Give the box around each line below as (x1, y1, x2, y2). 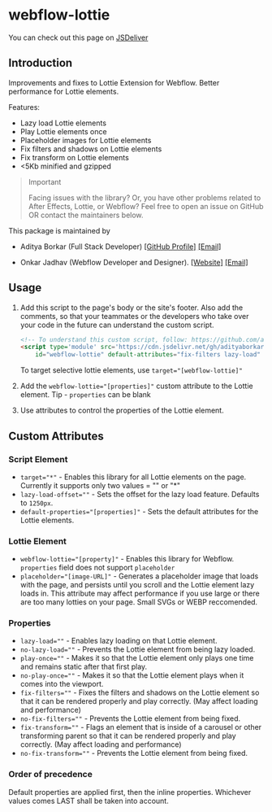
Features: (8, 102, 41, 111)
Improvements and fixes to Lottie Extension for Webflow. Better (8, 77, 220, 87)
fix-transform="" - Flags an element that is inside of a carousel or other (19, 723, 262, 732)
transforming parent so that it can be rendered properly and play (19, 731, 237, 741)
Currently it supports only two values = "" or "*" (19, 480, 181, 490)
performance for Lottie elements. (8, 86, 119, 96)
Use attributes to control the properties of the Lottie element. (19, 405, 225, 416)
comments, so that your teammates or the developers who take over (19, 311, 249, 321)
